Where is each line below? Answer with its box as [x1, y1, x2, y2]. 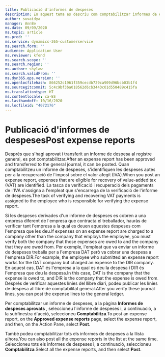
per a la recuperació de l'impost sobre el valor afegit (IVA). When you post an [5, 171, 160, 177]
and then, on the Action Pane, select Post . [5, 321, 91, 327]
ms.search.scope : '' [5, 57, 48, 62]
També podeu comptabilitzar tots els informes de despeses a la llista [5, 330, 144, 336]
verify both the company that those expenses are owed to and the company [5, 239, 159, 245]
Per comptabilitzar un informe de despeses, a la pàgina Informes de [5, 300, 143, 306]
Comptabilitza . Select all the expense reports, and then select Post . [5, 346, 141, 352]
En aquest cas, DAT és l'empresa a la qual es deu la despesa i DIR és [5, 265, 144, 271]
